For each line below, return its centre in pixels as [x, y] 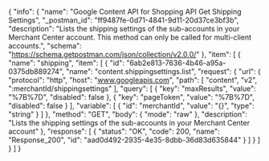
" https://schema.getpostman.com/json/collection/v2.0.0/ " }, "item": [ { [124, 54]
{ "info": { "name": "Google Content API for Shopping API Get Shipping [125, 12]
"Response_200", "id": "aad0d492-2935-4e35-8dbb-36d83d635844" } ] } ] [134, 140]
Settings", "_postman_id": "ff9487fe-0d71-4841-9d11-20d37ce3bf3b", [124, 20]
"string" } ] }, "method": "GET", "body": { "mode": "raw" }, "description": [128, 114]
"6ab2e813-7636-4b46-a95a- [176, 63]
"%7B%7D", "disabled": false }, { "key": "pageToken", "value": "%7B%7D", [131, 97]
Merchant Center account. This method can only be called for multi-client [130, 37]
